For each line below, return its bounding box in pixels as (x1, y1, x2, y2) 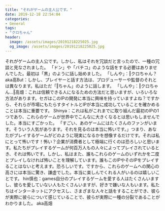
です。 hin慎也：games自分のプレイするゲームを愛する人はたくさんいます (9, 175, 159, 181)
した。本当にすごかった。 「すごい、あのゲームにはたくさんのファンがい (5, 120, 153, 126)
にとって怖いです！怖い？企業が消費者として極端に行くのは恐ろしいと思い (5, 138, 156, 144)
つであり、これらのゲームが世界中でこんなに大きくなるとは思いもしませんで (5, 114, 160, 120)
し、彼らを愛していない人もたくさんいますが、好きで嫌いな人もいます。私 (5, 181, 156, 188)
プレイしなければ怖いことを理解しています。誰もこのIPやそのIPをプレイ (9, 157, 155, 163)
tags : (5, 26, 16, 31)
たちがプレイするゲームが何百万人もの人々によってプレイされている (17, 144, 155, 151)
